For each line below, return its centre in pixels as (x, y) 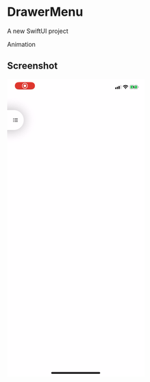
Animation (22, 44)
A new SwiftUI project (38, 31)
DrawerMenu (45, 12)
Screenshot (33, 66)
